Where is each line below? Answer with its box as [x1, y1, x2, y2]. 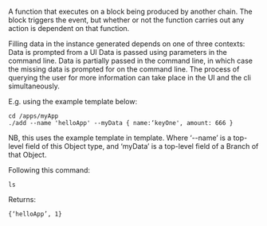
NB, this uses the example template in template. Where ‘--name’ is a [8, 133, 232, 142]
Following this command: [8, 166, 90, 174]
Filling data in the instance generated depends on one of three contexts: [8, 39, 245, 49]
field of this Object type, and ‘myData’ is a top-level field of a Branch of [25, 142, 259, 150]
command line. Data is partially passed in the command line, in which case [8, 56, 253, 65]
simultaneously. [8, 81, 60, 91]
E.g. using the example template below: [8, 97, 138, 106]
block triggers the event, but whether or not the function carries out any [8, 15, 245, 25]
